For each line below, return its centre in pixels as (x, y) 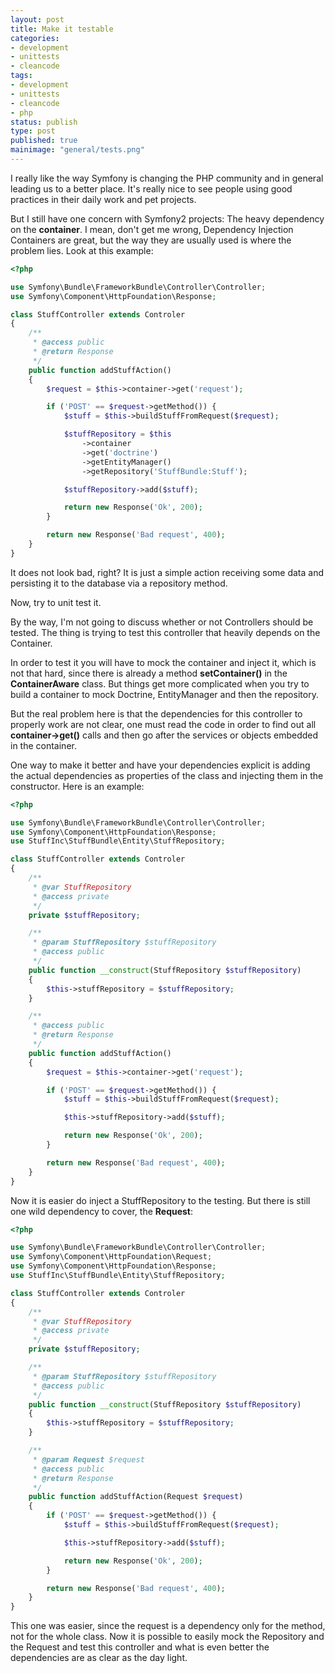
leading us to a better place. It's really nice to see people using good (151, 188)
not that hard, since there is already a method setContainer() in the (149, 673)
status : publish (44, 122)
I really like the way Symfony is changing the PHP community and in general (167, 178)
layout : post (37, 19)
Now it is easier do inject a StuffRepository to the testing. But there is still (160, 1200)
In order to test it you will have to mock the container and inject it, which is (163, 662)
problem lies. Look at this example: (82, 250)
